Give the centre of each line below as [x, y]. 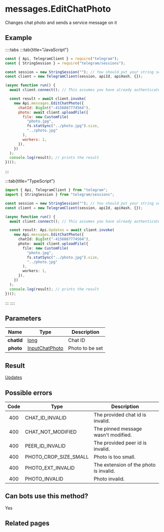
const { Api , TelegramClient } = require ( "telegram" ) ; [62, 59]
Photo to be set [86, 348]
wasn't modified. [113, 435]
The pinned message [118, 428]
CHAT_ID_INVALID [46, 418]
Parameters [23, 318]
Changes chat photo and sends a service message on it [61, 22]
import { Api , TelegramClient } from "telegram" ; [57, 190]
